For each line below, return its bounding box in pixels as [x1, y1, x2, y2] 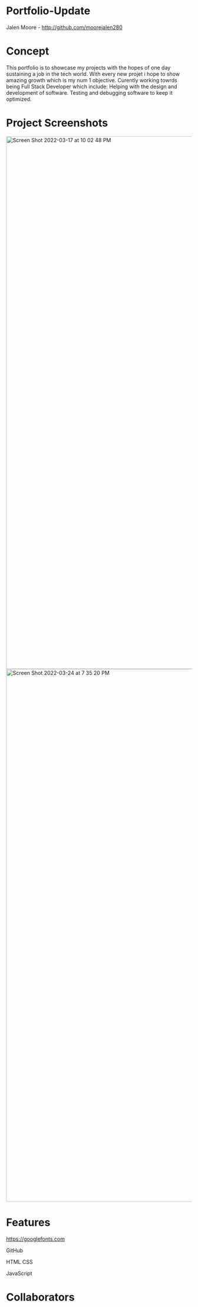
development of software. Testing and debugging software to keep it [6, 89, 173, 96]
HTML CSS [6, 1258, 34, 1265]
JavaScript [6, 1270, 32, 1277]
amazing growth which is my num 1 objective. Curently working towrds [6, 76, 178, 83]
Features [6, 1216, 51, 1229]
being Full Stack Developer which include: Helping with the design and [6, 83, 178, 90]
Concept [6, 44, 49, 58]
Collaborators [6, 1290, 75, 1303]
